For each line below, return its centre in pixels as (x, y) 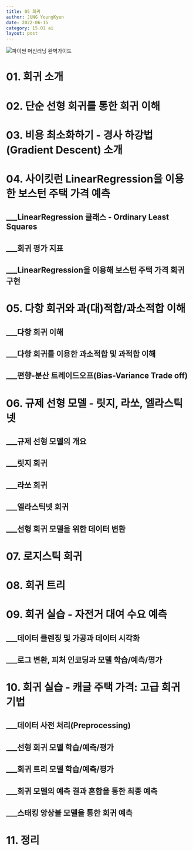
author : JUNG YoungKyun (35, 17)
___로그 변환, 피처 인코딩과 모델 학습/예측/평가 (84, 660)
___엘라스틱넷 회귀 (38, 507)
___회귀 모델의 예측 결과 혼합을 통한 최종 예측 (82, 791)
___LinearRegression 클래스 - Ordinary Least (87, 217)
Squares (22, 227)
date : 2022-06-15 (27, 22)
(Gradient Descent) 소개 (65, 150)
